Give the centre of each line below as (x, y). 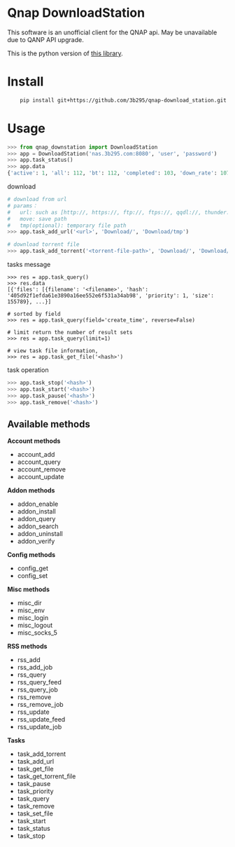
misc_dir (29, 603)
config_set (33, 576)
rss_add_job (35, 668)
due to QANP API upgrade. (45, 39)
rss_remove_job (41, 705)
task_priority (35, 791)
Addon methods (31, 490)
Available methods (49, 424)
